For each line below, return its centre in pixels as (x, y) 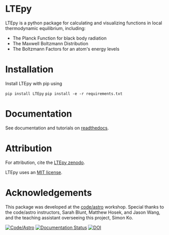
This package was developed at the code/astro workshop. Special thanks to (84, 207)
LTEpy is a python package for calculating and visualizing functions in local (84, 23)
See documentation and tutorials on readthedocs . (57, 128)
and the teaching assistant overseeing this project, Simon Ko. (69, 217)
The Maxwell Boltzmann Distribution (50, 43)
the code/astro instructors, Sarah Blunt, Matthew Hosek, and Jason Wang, (83, 212)
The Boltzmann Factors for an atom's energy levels (66, 49)
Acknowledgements (49, 193)
